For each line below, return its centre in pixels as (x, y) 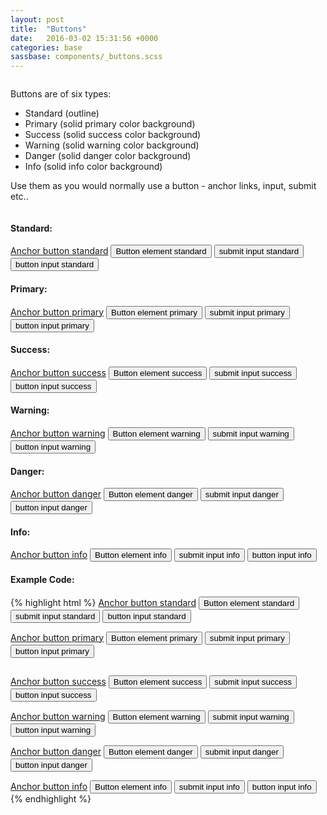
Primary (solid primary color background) (110, 124)
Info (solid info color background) (93, 167)
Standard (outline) (62, 113)
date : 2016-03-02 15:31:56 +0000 (84, 38)
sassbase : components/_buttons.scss (86, 57)
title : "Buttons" (48, 29)
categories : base (46, 47)
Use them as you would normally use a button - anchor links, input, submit (163, 186)
